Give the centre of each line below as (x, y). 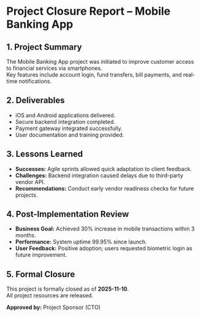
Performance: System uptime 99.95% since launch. (81, 242)
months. (26, 235)
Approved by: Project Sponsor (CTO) (54, 307)
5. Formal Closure (41, 274)
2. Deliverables (36, 100)
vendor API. (30, 181)
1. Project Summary (44, 47)
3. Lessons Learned (45, 154)
